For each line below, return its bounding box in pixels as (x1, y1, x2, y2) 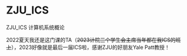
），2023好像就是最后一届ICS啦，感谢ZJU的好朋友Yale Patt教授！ (11, 44, 170, 51)
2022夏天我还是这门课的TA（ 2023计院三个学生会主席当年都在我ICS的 (6, 36, 176, 43)
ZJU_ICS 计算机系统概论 (6, 24, 65, 31)
